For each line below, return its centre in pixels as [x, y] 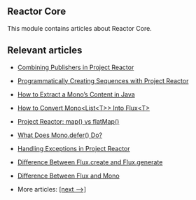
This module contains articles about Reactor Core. [79, 28]
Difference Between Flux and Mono [69, 176]
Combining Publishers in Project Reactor [76, 67]
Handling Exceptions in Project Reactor [74, 148]
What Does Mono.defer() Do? [60, 135]
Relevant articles [45, 51]
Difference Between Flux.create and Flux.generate [90, 162]
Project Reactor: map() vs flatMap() [68, 121]
